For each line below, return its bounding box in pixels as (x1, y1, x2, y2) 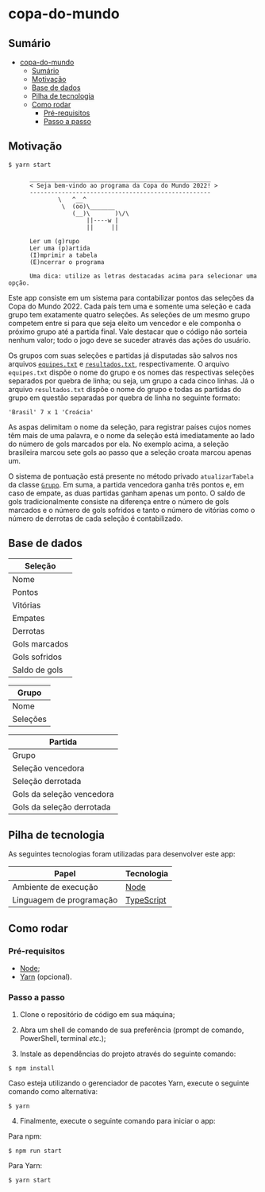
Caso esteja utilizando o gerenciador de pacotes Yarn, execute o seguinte (8, 1078, 250, 1088)
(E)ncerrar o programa (29, 258, 105, 266)
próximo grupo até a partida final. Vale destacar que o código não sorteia (8, 327, 248, 336)
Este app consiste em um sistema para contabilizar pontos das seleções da (8, 293, 255, 302)
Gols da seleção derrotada (12, 801, 111, 812)
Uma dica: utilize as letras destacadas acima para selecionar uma (29, 272, 258, 280)
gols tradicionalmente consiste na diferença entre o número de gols (8, 496, 229, 506)
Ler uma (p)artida (29, 244, 90, 252)
